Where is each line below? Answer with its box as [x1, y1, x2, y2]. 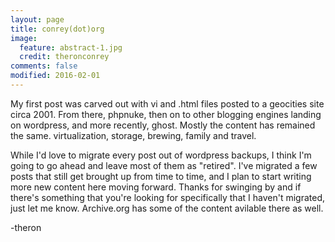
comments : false [10, 61, 78, 71]
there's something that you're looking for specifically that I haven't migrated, [10, 191, 325, 203]
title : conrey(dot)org [10, 24, 105, 34]
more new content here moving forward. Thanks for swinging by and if [10, 181, 302, 193]
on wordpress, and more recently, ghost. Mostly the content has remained [10, 119, 316, 131]
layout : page [10, 14, 65, 25]
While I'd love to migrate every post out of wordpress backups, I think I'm [10, 149, 312, 161]
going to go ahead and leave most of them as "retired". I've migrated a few [10, 159, 318, 171]
